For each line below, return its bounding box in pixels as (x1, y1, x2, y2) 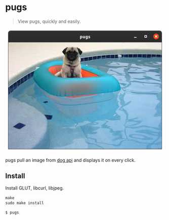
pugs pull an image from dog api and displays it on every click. (5, 157, 136, 163)
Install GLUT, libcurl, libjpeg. (5, 185, 64, 191)
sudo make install (5, 201, 44, 206)
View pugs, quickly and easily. (17, 18, 81, 24)
